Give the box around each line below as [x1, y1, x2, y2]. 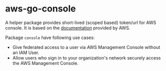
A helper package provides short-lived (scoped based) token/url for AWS [5, 19, 156, 25]
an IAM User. [12, 49, 40, 55]
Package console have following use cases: [5, 34, 95, 40]
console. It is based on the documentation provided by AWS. [5, 24, 130, 30]
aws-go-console [5, 3, 76, 14]
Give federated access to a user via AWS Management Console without [12, 44, 160, 50]
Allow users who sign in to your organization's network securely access [12, 54, 161, 60]
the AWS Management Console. [12, 60, 79, 66]
